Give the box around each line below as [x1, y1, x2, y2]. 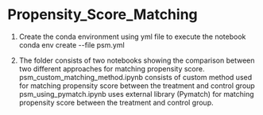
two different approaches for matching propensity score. [18, 63, 205, 73]
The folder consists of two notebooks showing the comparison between [18, 56, 255, 65]
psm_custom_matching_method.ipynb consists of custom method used [18, 72, 253, 82]
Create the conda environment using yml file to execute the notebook [18, 32, 246, 41]
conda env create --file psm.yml [18, 40, 125, 49]
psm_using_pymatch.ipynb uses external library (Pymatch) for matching [18, 89, 255, 98]
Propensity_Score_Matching [7, 6, 198, 24]
